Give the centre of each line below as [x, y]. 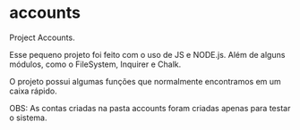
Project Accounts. [42, 37]
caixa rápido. [33, 91]
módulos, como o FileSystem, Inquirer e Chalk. [95, 64]
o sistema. [28, 118]
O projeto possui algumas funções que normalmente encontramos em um [146, 81]
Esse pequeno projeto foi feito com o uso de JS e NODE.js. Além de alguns [147, 54]
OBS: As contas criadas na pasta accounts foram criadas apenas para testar [150, 108]
